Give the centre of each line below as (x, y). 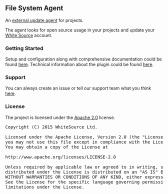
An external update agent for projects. (44, 20)
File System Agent (34, 8)
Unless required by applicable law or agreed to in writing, (82, 167)
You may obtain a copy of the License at (57, 147)
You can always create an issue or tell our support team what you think (78, 88)
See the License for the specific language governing (72, 182)
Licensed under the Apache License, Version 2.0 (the (72, 137)
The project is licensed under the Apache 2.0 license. (60, 117)
